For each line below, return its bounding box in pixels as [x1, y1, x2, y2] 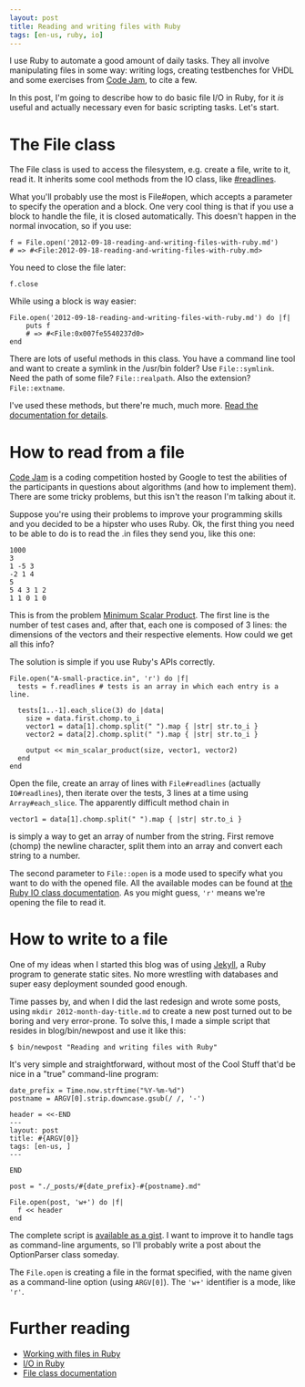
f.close [9, 280, 39, 289]
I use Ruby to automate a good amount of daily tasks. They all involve [9, 56, 270, 67]
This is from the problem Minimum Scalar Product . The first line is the [9, 610, 270, 621]
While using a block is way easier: [9, 295, 137, 306]
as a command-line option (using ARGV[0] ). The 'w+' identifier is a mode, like [9, 1277, 296, 1288]
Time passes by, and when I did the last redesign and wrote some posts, [9, 996, 281, 1008]
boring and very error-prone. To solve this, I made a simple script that [9, 1016, 270, 1027]
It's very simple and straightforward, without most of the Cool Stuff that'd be [9, 1059, 296, 1070]
